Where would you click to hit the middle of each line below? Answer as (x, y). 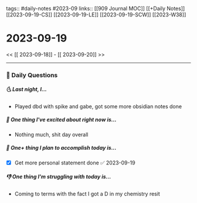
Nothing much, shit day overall (51, 135)
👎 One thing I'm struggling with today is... (59, 177)
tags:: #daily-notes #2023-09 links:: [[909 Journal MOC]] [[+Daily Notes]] (96, 8)
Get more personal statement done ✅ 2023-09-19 (75, 163)
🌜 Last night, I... (26, 90)
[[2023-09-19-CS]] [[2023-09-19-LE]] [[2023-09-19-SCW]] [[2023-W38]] (96, 15)
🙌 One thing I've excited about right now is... (61, 120)
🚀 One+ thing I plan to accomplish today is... (61, 148)
